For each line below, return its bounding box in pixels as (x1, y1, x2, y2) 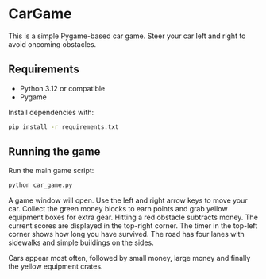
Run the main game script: (8, 166, 94, 176)
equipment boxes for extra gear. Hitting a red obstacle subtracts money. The (8, 212, 258, 223)
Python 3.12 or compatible (19, 83, 106, 93)
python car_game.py (8, 181, 73, 189)
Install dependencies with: (8, 107, 94, 117)
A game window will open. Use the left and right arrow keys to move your (8, 196, 248, 205)
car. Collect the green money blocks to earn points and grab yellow (8, 204, 228, 214)
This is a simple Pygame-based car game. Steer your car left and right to (8, 31, 246, 41)
